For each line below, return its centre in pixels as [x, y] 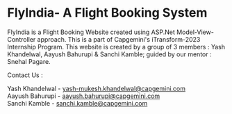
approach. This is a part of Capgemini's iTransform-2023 [119, 39]
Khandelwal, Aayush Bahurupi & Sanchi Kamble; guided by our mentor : [109, 54]
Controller [22, 39]
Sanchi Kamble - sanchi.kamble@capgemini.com [77, 103]
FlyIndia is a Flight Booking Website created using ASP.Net [91, 32]
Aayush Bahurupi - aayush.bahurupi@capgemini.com [84, 96]
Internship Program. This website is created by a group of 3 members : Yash [116, 47]
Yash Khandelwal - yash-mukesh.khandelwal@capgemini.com [97, 88]
